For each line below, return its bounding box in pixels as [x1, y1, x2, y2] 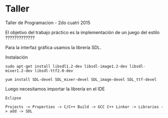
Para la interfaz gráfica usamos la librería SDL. [5, 44, 102, 50]
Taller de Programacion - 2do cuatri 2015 [5, 20, 91, 26]
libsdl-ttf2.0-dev [34, 68, 73, 73]
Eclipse [5, 95, 22, 100]
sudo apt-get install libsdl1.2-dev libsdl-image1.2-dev [5, 64, 128, 69]
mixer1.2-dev [5, 68, 33, 73]
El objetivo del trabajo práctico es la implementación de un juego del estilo [5, 29, 160, 35]
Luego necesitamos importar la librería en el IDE [5, 86, 105, 92]
